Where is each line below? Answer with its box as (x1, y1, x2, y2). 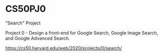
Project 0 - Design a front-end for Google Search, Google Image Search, (5, 30, 158, 36)
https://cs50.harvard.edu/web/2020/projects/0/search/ (5, 45, 122, 51)
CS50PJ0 (5, 3, 46, 15)
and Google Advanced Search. (5, 35, 70, 41)
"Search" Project (5, 20, 41, 26)
